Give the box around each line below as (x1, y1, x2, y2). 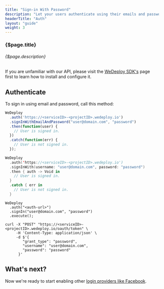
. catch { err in (9, 183, 42, 188)
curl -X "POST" (5, 222, 36, 227)
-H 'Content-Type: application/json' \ (16, 230, 97, 235)
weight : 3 (5, 25, 25, 30)
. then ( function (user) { (9, 124, 58, 129)
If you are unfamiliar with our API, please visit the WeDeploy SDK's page (5, 69, 150, 75)
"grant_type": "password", (22, 239, 78, 244)
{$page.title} (5, 41, 37, 48)
